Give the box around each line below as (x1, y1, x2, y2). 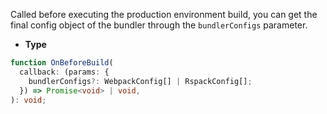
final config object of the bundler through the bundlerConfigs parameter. (10, 19, 308, 31)
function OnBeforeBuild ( (10, 58, 114, 68)
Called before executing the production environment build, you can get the (10, 9, 318, 20)
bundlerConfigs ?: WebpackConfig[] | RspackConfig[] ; (28, 76, 253, 86)
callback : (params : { (19, 67, 110, 77)
